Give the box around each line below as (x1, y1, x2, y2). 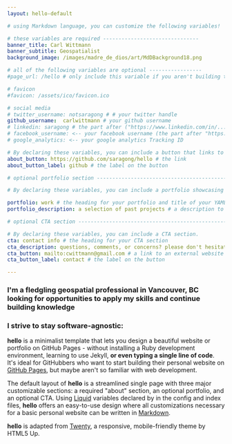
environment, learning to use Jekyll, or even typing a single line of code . (7, 351, 215, 360)
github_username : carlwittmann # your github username (7, 117, 171, 124)
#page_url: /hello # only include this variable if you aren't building (7, 73, 221, 80)
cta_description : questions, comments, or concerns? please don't (7, 243, 202, 251)
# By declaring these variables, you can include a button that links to (7, 149, 224, 156)
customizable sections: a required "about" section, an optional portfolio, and (7, 387, 224, 395)
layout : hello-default (7, 10, 72, 17)
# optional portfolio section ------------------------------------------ (7, 174, 227, 182)
